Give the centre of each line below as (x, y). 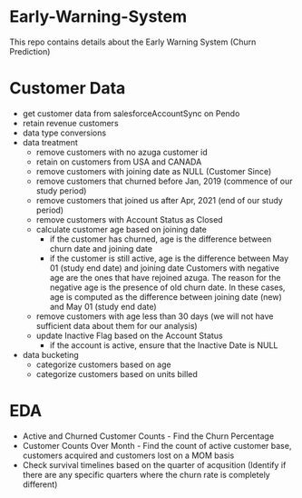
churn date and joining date (101, 248)
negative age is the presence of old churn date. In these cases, (167, 287)
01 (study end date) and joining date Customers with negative (164, 268)
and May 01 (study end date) (103, 306)
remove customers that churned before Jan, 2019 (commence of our (164, 181)
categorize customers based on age (103, 364)
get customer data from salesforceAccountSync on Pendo (131, 113)
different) (40, 484)
